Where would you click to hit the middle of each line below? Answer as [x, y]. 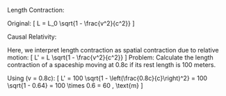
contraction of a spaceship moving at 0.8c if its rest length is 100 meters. [112, 65]
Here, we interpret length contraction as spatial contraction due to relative [113, 50]
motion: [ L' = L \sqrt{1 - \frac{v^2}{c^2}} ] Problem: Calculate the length [110, 57]
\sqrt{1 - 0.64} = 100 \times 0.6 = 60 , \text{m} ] [75, 85]
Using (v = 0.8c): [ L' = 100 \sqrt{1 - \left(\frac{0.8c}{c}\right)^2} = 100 [107, 78]
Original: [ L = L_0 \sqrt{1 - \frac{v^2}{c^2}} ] [71, 23]
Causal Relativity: [32, 37]
